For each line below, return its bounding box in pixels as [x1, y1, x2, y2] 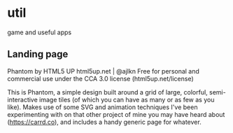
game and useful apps [7, 28, 72, 36]
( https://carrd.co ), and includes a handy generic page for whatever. [7, 118, 202, 126]
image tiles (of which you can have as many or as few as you [39, 95, 215, 104]
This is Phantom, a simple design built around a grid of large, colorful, [7, 87, 208, 96]
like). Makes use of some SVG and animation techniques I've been [7, 103, 198, 111]
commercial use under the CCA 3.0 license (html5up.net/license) [7, 74, 194, 83]
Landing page [7, 48, 69, 60]
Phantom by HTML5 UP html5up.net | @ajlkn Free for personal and [7, 66, 199, 75]
